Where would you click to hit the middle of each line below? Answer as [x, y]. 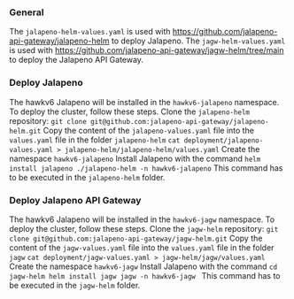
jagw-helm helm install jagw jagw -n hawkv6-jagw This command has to [145, 275]
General [27, 12]
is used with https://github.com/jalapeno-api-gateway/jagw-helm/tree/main [147, 50]
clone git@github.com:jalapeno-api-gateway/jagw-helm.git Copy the [136, 238]
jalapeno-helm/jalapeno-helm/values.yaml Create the [162, 149]
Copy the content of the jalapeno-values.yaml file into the [149, 130]
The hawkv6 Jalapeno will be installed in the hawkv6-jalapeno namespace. [144, 102]
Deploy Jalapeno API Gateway [75, 200]
